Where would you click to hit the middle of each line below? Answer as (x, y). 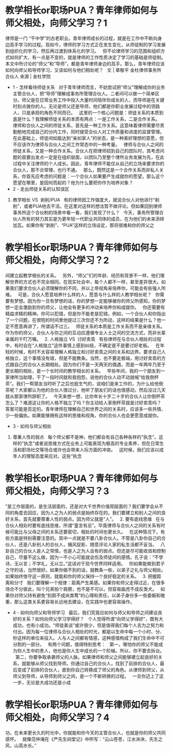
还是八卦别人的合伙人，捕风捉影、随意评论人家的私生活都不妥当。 (88, 544)
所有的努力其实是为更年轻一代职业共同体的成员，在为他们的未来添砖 (93, 219)
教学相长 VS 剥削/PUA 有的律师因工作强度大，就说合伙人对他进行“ (84, 199)
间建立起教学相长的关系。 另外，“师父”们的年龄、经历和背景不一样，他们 (83, 275)
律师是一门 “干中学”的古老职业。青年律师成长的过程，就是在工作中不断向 (81, 38)
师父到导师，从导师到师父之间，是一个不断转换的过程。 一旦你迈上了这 (88, 676)
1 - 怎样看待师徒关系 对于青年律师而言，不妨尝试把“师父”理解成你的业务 (89, 87)
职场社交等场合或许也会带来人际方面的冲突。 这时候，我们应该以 (90, 450)
